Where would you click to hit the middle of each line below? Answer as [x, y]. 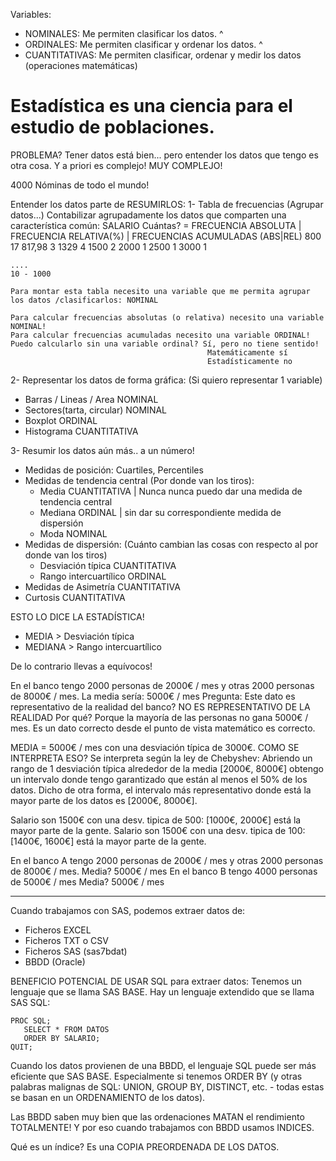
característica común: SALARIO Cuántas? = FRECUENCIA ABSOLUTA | [156, 225]
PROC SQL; [31, 1020]
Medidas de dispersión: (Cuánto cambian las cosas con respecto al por [171, 544]
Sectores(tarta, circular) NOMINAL [96, 410]
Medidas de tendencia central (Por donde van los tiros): [139, 480]
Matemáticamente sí [247, 352]
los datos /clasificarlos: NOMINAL [84, 300]
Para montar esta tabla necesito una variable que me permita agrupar [160, 291]
